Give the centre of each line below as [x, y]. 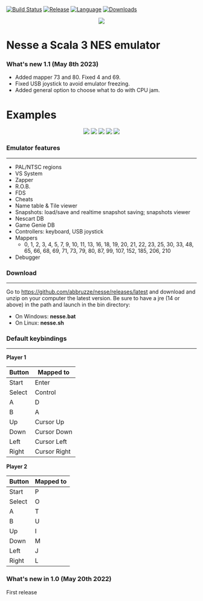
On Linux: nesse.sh [40, 323]
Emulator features [33, 148]
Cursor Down [53, 432]
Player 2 [17, 466]
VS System [29, 173]
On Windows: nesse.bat [45, 317]
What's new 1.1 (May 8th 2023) [53, 64]
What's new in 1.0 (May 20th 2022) [59, 579]
